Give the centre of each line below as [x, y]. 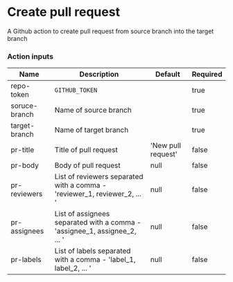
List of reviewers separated [99, 177]
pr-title [23, 150]
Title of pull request [86, 150]
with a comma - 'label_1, [95, 260]
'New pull [166, 146]
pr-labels [26, 260]
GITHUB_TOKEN [76, 90]
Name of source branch [93, 110]
